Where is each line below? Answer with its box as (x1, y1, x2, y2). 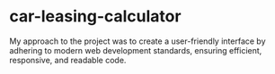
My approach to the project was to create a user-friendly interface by (9, 36, 267, 46)
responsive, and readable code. (9, 54, 127, 65)
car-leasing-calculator (9, 6, 182, 27)
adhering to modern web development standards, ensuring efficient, (9, 45, 262, 55)
